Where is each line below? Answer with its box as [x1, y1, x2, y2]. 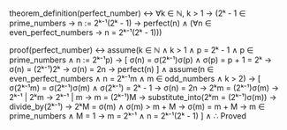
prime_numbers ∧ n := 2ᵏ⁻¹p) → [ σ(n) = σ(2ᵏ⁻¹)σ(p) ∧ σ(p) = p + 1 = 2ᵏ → [9, 54, 272, 65]
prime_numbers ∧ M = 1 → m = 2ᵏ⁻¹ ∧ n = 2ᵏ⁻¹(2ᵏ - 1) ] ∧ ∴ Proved [9, 111, 247, 121]
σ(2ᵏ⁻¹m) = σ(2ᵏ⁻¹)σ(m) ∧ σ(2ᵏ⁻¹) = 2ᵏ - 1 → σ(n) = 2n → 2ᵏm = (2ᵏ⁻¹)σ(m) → [9, 83, 280, 93]
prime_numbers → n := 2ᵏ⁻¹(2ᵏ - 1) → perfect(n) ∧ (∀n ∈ [9, 18, 212, 28]
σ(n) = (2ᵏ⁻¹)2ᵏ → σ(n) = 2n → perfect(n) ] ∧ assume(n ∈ [9, 64, 215, 74]
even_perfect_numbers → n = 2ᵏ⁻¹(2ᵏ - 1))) [9, 27, 162, 38]
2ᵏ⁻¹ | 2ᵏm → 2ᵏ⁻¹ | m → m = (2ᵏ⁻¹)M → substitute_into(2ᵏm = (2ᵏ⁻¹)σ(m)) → [9, 92, 277, 102]
